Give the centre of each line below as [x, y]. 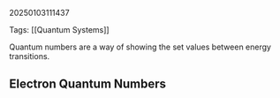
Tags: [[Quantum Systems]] [59, 30]
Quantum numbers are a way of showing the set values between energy [140, 47]
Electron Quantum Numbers [87, 84]
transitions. [30, 56]
